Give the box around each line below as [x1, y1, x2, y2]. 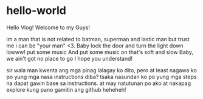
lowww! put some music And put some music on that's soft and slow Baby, [6, 48, 193, 55]
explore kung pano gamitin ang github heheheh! [6, 86, 126, 93]
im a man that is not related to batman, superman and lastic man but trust [6, 35, 190, 43]
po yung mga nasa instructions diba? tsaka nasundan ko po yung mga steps [6, 73, 197, 80]
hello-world [6, 4, 67, 18]
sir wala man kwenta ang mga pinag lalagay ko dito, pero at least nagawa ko [6, 66, 198, 73]
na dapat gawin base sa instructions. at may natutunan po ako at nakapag [6, 80, 191, 87]
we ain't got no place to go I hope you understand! [6, 55, 132, 62]
